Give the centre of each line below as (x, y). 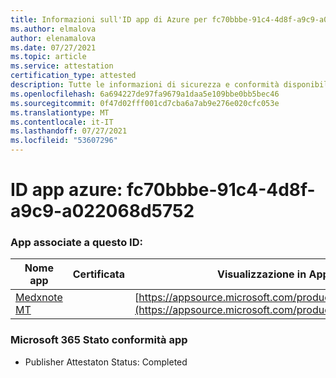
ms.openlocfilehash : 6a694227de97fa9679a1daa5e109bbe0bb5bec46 (145, 94)
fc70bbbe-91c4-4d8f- (221, 190)
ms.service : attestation (62, 66)
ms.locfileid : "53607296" (64, 141)
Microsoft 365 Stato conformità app (99, 340)
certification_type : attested (73, 76)
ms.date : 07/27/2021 (53, 47)
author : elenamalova (53, 38)
